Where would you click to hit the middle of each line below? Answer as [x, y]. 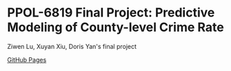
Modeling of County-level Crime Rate [115, 27]
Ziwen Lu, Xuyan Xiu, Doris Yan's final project [72, 46]
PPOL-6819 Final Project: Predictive [111, 13]
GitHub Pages [27, 59]
